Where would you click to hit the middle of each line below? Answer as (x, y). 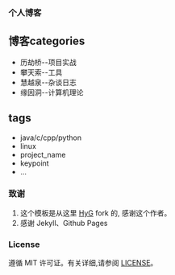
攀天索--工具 (41, 72)
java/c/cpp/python (51, 137)
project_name (43, 154)
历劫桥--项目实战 (48, 62)
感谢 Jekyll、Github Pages (64, 223)
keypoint (35, 163)
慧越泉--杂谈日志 (48, 82)
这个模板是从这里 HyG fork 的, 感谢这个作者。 (96, 213)
